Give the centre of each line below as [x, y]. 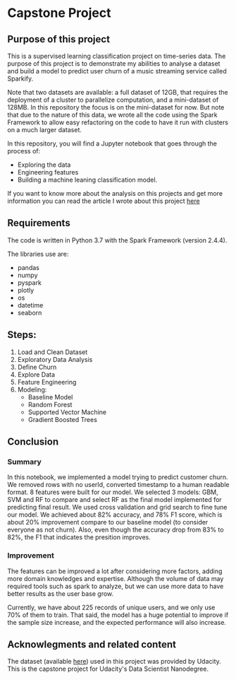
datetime [30, 305]
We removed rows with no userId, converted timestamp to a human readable [118, 485]
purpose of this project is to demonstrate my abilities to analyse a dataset [114, 64]
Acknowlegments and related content [92, 644]
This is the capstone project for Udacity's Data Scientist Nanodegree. [108, 669]
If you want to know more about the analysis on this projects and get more [115, 193]
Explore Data [36, 374]
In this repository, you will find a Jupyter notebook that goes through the [112, 143]
